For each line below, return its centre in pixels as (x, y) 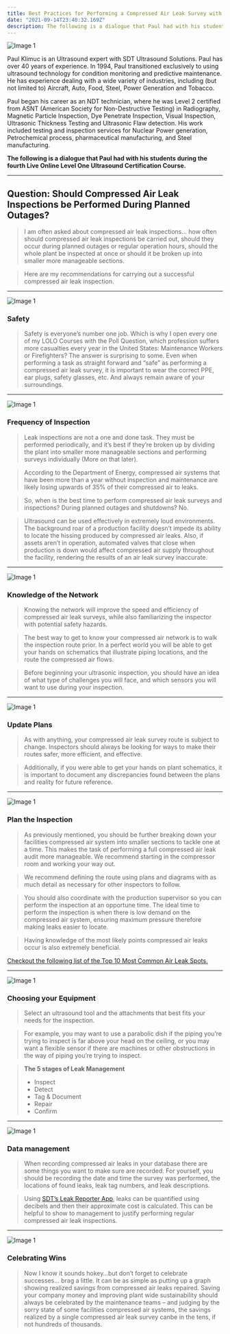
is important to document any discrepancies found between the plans (122, 775)
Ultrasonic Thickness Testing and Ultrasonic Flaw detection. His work (105, 123)
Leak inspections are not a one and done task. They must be (109, 437)
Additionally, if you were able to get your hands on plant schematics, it (123, 767)
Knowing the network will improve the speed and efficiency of (111, 610)
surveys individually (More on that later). (81, 459)
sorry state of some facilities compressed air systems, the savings (117, 1309)
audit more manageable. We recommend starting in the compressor (119, 856)
